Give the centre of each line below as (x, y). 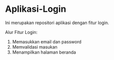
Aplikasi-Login (36, 9)
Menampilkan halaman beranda (44, 52)
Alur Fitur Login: (21, 32)
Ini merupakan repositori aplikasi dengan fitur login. (57, 23)
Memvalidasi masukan (35, 47)
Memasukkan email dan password (47, 42)
